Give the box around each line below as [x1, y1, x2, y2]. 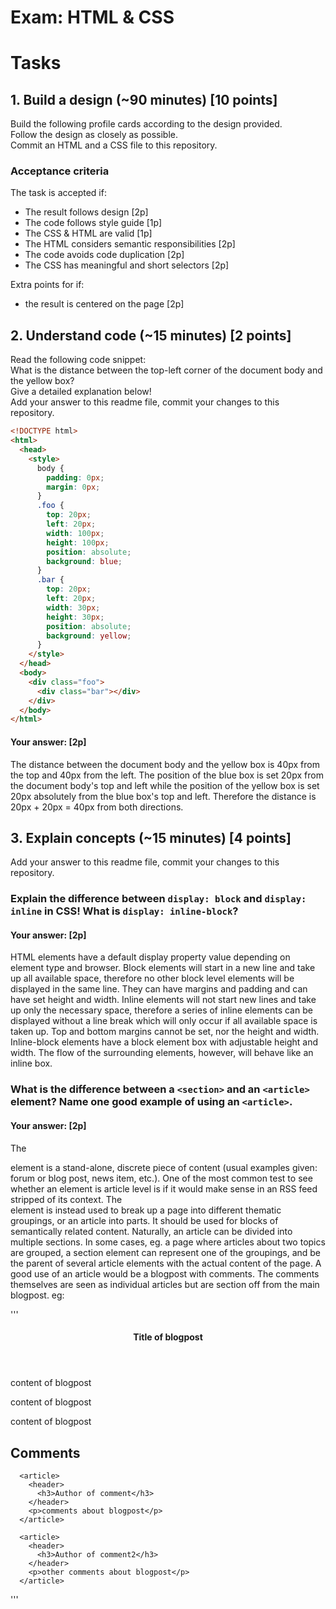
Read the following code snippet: [10, 354, 147, 366]
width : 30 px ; [46, 602, 101, 613]
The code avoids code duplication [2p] [24, 249, 185, 261]
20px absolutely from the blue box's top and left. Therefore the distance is [10, 790, 317, 802]
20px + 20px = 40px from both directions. [10, 801, 184, 813]
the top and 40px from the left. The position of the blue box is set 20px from [10, 769, 324, 781]
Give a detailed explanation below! [10, 386, 152, 398]
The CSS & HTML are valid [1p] [24, 227, 153, 240]
